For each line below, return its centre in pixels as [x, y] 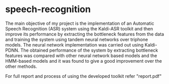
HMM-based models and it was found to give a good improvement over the [83, 61]
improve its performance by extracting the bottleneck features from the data [85, 34]
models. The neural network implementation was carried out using [74, 45]
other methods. [21, 66]
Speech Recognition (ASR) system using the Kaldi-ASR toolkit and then [79, 28]
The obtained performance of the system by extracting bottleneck [89, 50]
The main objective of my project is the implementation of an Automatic [80, 23]
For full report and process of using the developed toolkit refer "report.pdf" [83, 76]
